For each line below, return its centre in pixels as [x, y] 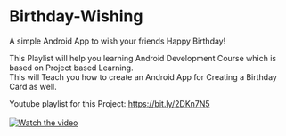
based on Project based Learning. [71, 68]
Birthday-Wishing [76, 16]
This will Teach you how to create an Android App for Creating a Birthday [143, 76]
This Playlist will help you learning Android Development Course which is [143, 58]
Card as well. [33, 86]
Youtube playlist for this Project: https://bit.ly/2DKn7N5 [110, 103]
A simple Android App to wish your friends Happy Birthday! [118, 41]
